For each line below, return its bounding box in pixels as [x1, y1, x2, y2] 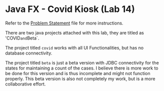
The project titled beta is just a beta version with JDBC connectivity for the [5, 59, 159, 65]
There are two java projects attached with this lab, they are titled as [5, 29, 144, 35]
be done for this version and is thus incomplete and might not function [5, 70, 150, 76]
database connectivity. [5, 50, 53, 56]
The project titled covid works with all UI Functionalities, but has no [5, 44, 144, 50]
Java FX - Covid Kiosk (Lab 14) [5, 3, 135, 15]
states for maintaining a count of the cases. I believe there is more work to [5, 65, 159, 71]
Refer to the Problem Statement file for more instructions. [5, 20, 124, 26]
